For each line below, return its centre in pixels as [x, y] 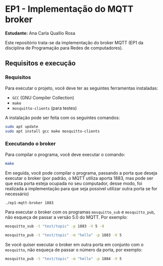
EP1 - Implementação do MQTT [69, 9]
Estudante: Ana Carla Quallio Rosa [40, 33]
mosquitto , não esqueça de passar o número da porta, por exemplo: [74, 250]
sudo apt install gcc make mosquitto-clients [52, 131]
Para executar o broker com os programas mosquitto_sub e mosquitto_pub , [80, 212]
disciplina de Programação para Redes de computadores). [64, 48]
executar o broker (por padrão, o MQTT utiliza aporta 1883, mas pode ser [79, 178]
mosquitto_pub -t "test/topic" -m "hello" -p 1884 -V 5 [63, 259]
